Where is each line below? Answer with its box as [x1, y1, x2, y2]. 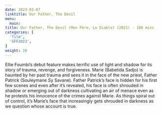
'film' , [9, 35, 25, 40]
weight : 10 [5, 48, 27, 53]
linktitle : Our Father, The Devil [5, 12, 76, 17]
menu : [5, 16, 16, 21]
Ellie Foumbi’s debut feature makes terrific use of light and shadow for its [5, 62, 152, 68]
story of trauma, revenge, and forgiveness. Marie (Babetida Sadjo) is [5, 67, 143, 72]
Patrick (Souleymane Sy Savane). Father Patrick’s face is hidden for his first [5, 77, 158, 83]
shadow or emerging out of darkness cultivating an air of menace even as [5, 88, 154, 93]
